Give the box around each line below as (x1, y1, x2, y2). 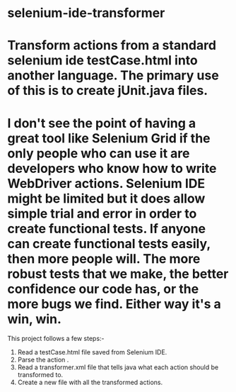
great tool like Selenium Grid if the (7, 130, 211, 146)
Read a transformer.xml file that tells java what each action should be (17, 363, 219, 371)
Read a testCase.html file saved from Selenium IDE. (17, 348, 167, 357)
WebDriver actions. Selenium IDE (7, 175, 206, 191)
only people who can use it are (7, 145, 190, 161)
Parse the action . (17, 356, 69, 364)
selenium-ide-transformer (7, 5, 165, 21)
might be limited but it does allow (7, 190, 206, 206)
